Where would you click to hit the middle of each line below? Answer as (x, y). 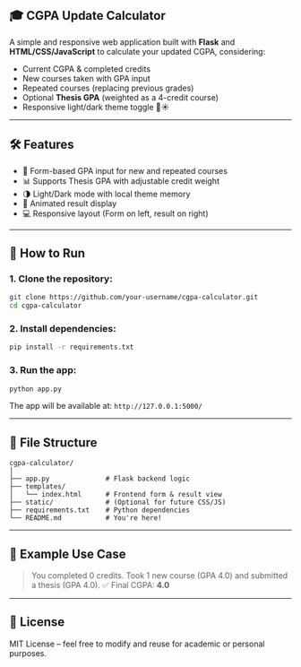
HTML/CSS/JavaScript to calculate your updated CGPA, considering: (138, 51)
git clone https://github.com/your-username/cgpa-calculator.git (133, 298)
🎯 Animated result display (69, 203)
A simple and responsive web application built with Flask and (122, 42)
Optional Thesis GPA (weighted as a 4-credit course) (120, 97)
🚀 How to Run (47, 253)
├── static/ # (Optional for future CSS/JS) (118, 502)
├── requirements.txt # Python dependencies (100, 510)
